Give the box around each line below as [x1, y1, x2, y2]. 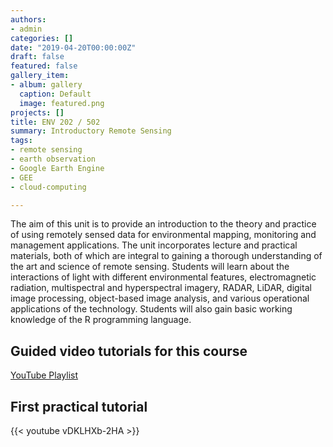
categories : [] [10, 33, 74, 43]
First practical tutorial [10, 398, 148, 415]
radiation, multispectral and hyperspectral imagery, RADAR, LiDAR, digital [10, 282, 312, 294]
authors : [10, 14, 47, 25]
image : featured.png [19, 98, 105, 108]
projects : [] [10, 107, 65, 118]
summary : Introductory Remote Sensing [10, 126, 172, 136]
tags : [10, 136, 33, 146]
